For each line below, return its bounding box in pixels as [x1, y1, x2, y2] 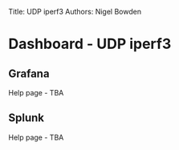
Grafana [8, 67, 50, 80]
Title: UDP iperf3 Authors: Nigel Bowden [8, 7, 142, 16]
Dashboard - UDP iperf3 [8, 35, 172, 53]
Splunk [8, 111, 45, 125]
